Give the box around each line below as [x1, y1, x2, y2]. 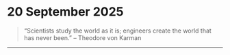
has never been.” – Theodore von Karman [23, 33, 142, 41]
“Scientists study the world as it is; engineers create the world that [23, 26, 212, 35]
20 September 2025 [7, 4, 124, 20]
